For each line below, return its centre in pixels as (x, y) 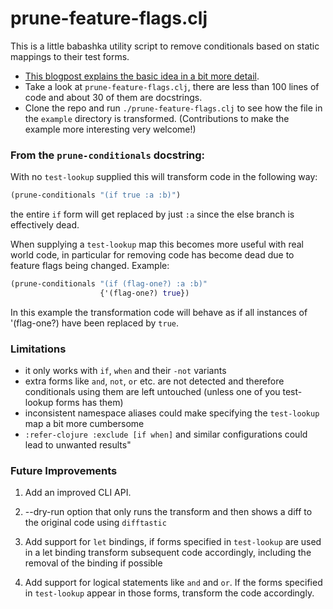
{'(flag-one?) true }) (144, 293)
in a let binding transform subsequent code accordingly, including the (168, 553)
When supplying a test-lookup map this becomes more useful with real (157, 244)
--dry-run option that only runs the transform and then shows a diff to (168, 512)
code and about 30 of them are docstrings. (113, 97)
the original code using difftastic (95, 523)
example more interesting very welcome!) (110, 129)
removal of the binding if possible (93, 563)
